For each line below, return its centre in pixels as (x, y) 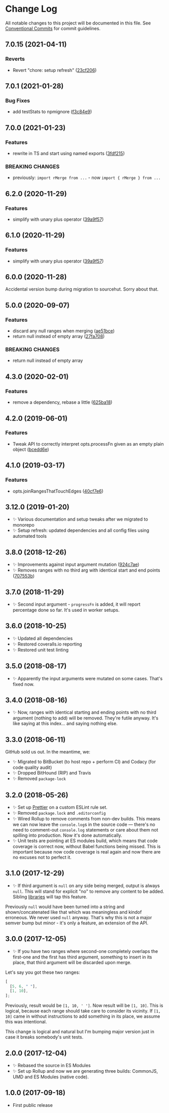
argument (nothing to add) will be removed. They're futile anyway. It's (86, 718)
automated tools (30, 536)
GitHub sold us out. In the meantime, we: (48, 752)
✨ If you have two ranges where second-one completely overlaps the (85, 951)
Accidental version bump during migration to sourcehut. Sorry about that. (82, 289)
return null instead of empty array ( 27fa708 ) (59, 337)
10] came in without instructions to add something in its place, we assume (83, 1016)
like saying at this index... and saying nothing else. (65, 723)
